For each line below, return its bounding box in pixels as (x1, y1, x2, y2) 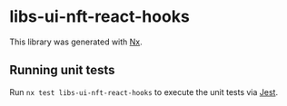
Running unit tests (9, 63, 115, 78)
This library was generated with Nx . (9, 36, 143, 47)
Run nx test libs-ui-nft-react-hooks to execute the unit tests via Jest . (9, 86, 279, 97)
